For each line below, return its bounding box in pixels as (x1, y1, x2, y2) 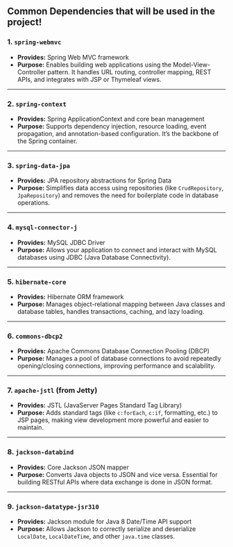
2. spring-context (7, 99, 67, 108)
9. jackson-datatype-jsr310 (7, 501, 99, 511)
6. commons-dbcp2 (7, 331, 63, 341)
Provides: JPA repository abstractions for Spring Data (17, 176, 172, 185)
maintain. (17, 423, 44, 432)
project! (7, 17, 42, 28)
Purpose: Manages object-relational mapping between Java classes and (17, 300, 225, 308)
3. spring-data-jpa (7, 160, 71, 170)
